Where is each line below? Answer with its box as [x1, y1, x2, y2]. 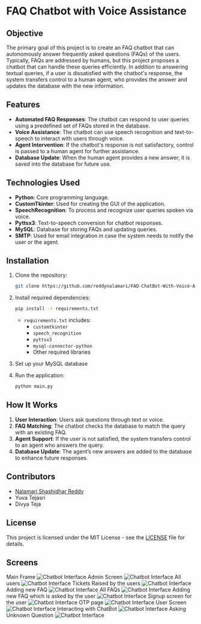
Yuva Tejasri [14, 494, 46, 501]
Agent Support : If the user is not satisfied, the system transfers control [14, 435, 191, 442]
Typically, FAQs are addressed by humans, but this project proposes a [6, 57, 179, 64]
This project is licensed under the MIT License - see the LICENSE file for [6, 533, 185, 541]
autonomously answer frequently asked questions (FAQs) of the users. [6, 50, 181, 58]
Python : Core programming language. [14, 193, 109, 201]
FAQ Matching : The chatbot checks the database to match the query [14, 422, 186, 429]
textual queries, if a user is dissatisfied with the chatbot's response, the [6, 70, 183, 76]
